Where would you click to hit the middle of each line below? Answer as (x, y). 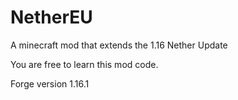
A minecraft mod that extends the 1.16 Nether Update (119, 45)
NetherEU (51, 17)
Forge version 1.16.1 (50, 83)
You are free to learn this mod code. (84, 64)
